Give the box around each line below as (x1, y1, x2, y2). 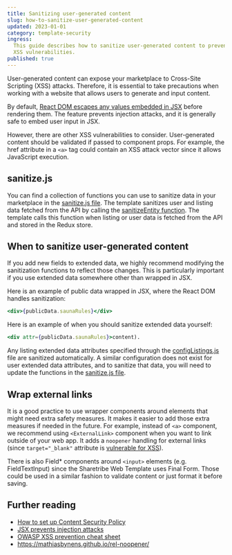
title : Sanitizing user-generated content (7, 10, 131, 17)
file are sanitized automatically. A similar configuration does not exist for (7, 354, 213, 362)
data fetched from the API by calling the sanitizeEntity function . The (7, 206, 200, 214)
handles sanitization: (7, 294, 66, 303)
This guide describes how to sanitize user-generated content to (13, 42, 206, 49)
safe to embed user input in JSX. (7, 117, 100, 125)
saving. (7, 479, 28, 487)
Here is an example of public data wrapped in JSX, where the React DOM (7, 287, 215, 295)
